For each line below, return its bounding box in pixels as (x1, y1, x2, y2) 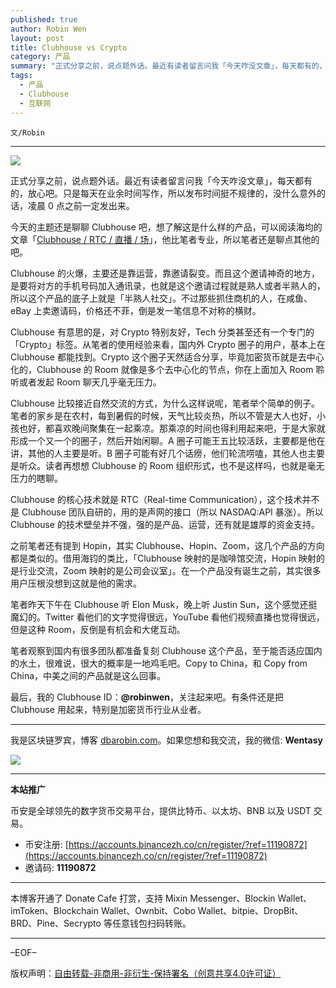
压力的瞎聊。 (10, 472, 63, 484)
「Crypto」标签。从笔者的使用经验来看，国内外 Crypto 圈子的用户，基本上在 (10, 338, 326, 350)
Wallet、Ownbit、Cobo (100, 904, 196, 916)
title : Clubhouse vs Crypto (10, 42, 128, 53)
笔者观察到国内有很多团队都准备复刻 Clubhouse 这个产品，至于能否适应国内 (10, 644, 323, 656)
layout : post (10, 33, 65, 43)
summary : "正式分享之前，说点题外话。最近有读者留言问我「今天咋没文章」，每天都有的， (10, 61, 327, 71)
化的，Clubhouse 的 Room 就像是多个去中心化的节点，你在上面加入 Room (10, 363, 314, 375)
